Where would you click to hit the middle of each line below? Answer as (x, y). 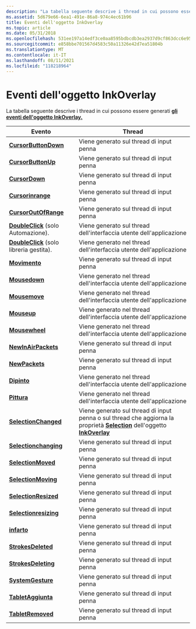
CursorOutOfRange (36, 212)
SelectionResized (34, 496)
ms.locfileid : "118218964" (39, 66)
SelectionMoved (32, 463)
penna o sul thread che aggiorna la (126, 418)
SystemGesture (31, 580)
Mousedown (27, 280)
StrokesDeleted (31, 546)
